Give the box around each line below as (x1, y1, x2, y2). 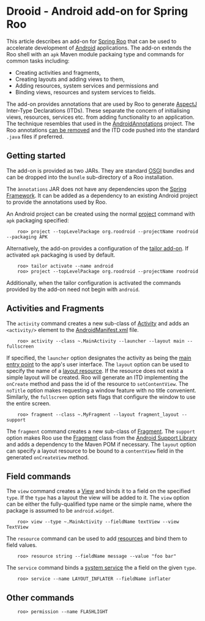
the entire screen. (6, 399, 51, 407)
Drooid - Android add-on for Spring (6, 4, 188, 18)
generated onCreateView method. (6, 453, 89, 461)
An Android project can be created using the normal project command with (6, 210, 195, 217)
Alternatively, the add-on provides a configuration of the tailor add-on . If (6, 244, 188, 252)
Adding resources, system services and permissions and (15, 81, 159, 89)
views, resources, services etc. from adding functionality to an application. (6, 113, 195, 121)
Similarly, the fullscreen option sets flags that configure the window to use (6, 393, 196, 401)
